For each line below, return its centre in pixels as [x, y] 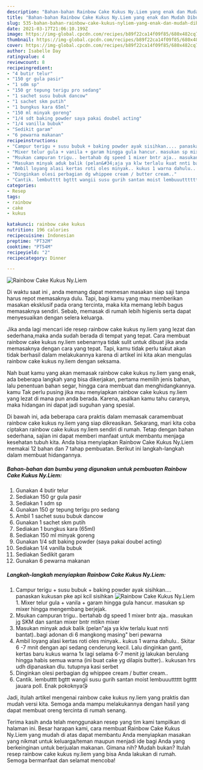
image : [15, 34]
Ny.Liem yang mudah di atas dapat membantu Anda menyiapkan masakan [99, 735]
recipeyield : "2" [29, 252]
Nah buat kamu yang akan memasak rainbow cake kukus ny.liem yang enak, [101, 373]
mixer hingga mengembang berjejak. [61, 609]
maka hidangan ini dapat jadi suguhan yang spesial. [71, 405]
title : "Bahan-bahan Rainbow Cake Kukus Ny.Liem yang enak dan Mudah [96, 17]
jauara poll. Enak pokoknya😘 [52, 686]
